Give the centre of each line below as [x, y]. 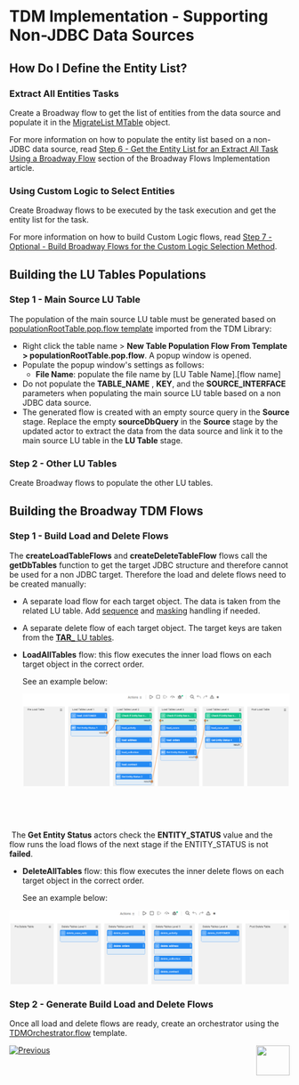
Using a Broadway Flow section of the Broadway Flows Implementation [140, 158]
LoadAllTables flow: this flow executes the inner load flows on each [147, 654]
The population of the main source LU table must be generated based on [143, 319]
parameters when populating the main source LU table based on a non [151, 393]
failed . [21, 854]
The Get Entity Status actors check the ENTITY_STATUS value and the [142, 835]
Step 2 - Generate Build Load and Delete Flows [111, 1004]
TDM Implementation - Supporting [139, 16]
